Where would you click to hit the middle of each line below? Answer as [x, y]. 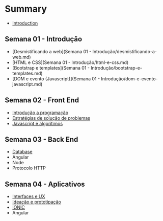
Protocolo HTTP [29, 168]
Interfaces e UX [29, 196]
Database [22, 152]
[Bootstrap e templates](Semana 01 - [51, 68]
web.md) [21, 57]
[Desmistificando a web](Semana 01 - [52, 51]
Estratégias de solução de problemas [51, 118]
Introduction [25, 23]
